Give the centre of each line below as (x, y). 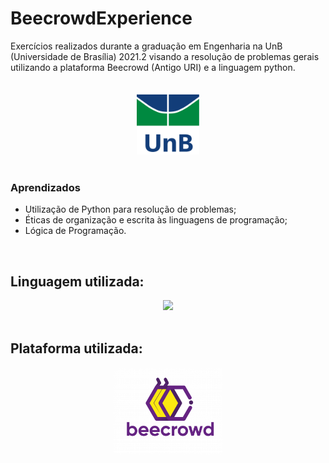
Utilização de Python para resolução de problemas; (130, 209)
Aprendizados (45, 187)
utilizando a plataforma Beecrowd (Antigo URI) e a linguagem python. (153, 67)
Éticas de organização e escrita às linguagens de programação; (156, 220)
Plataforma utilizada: (76, 348)
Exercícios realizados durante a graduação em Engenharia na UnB (146, 46)
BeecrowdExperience (101, 18)
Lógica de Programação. (75, 231)
